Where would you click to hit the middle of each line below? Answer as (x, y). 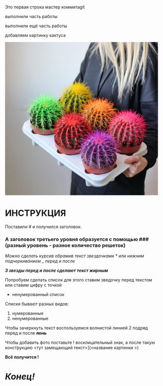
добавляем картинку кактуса (35, 35)
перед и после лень (26, 333)
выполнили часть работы (31, 16)
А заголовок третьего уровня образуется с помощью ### (77, 239)
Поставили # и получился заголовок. (43, 227)
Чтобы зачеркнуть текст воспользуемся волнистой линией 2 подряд (76, 328)
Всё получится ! (22, 357)
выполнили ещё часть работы (36, 26)
